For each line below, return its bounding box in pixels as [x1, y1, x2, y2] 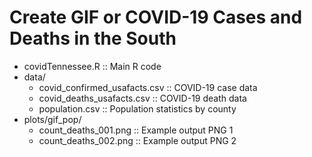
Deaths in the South [9, 27, 177, 50]
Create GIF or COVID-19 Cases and [9, 6, 303, 29]
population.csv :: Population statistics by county [38, 102, 237, 115]
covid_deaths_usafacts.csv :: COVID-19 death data [38, 92, 247, 104]
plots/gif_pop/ [23, 113, 82, 125]
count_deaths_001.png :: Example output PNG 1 [38, 124, 234, 136]
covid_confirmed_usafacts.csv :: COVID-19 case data [38, 81, 258, 93]
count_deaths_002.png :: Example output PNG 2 [38, 134, 237, 146]
